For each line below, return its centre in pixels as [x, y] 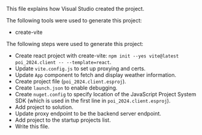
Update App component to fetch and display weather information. [96, 75]
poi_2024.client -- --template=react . [63, 62]
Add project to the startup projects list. [63, 120]
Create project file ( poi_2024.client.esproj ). [71, 81]
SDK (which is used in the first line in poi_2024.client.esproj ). [93, 100]
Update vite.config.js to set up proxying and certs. [80, 68]
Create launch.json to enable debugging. [66, 88]
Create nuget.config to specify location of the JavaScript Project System [106, 94]
